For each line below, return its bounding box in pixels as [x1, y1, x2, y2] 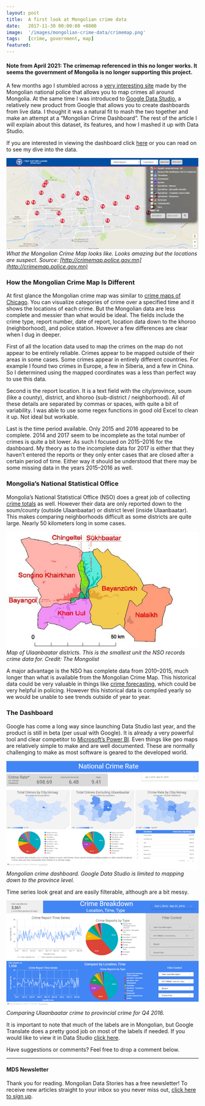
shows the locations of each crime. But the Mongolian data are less [6, 305, 176, 312]
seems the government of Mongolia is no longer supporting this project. [6, 68, 193, 76]
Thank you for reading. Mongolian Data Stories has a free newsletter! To [6, 1079, 188, 1086]
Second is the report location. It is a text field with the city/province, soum [6, 387, 192, 395]
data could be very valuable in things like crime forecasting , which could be [6, 680, 196, 688]
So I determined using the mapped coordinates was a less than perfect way [6, 369, 196, 376]
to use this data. [6, 375, 47, 383]
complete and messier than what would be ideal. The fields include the [6, 312, 184, 319]
